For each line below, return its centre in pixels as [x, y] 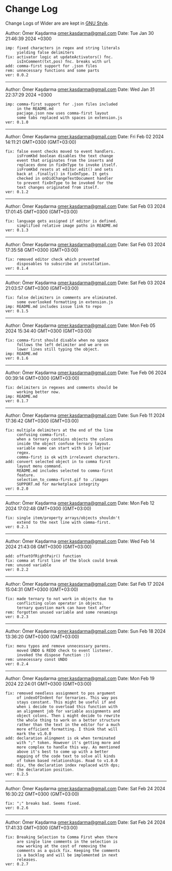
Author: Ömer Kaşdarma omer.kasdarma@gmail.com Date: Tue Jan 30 [80, 33]
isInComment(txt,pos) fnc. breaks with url [64, 61]
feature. [26, 475]
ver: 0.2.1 [17, 527]
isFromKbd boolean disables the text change [65, 156]
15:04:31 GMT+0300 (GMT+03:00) [42, 589]
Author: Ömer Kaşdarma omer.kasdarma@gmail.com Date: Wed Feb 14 [80, 541]
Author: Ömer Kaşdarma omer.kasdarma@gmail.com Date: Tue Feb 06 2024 [86, 373]
